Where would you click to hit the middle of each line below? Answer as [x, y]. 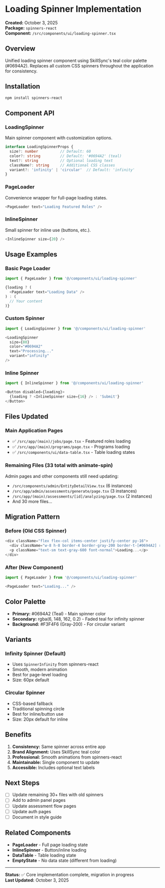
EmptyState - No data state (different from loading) [64, 860]
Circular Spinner [25, 693]
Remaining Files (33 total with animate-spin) [59, 465]
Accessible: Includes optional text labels [53, 767]
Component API [30, 113]
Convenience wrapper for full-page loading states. [56, 197]
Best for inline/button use [38, 714]
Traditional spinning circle [38, 709]
